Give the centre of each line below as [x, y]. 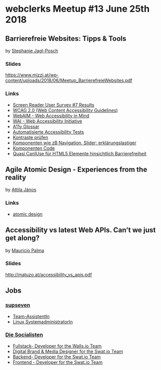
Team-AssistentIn [31, 316]
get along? [22, 238]
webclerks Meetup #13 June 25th [77, 9]
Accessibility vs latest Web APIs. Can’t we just [81, 230]
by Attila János [21, 190]
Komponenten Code [34, 148]
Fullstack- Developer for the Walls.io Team [57, 346]
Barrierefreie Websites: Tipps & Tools [66, 38]
